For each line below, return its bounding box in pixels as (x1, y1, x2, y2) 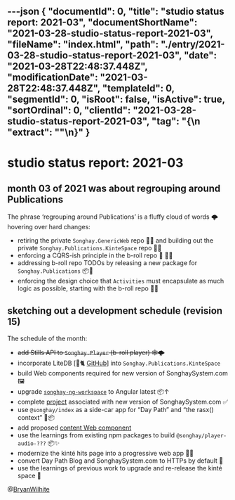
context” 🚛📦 (17, 414, 55, 422)
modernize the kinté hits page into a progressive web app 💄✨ (17, 449, 194, 458)
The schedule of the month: (7, 334, 88, 343)
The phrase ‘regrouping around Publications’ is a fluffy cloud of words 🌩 (7, 212, 219, 221)
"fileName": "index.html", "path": (7, 39, 159, 51)
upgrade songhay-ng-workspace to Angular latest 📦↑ (17, 387, 170, 396)
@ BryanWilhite (7, 485, 51, 494)
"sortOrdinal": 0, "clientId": (7, 105, 131, 117)
